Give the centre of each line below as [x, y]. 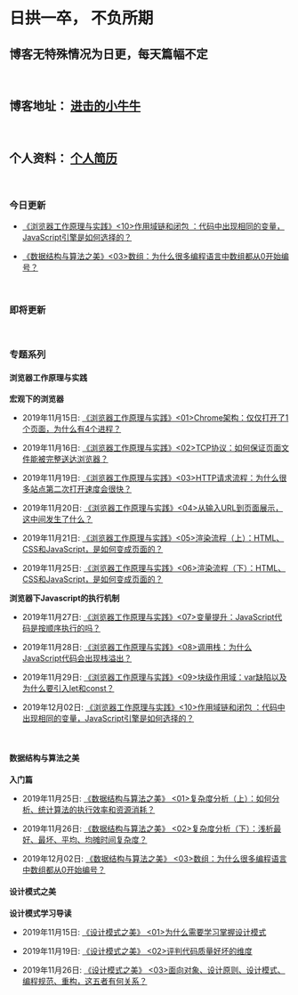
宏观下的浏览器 [36, 399]
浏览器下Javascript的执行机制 [64, 599]
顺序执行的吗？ [73, 628]
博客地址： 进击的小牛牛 [75, 106]
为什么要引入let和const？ [68, 689]
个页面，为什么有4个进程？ [72, 429]
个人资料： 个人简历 [63, 158]
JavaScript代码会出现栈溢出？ [77, 658]
